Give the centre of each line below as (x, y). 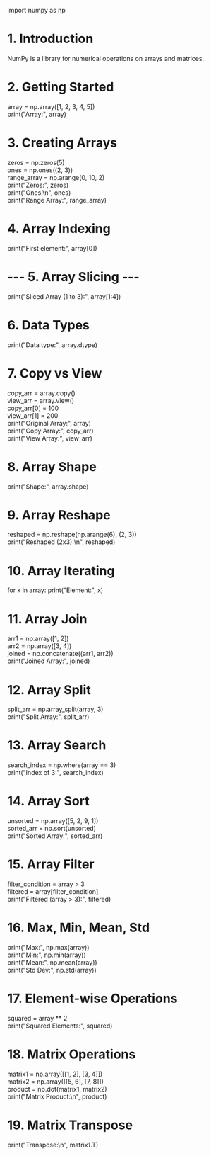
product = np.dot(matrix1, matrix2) (57, 1089)
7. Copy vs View (55, 373)
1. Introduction (50, 39)
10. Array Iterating (61, 571)
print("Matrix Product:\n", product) (57, 1096)
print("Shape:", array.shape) (48, 486)
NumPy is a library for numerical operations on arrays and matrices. (106, 58)
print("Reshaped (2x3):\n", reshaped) (61, 542)
